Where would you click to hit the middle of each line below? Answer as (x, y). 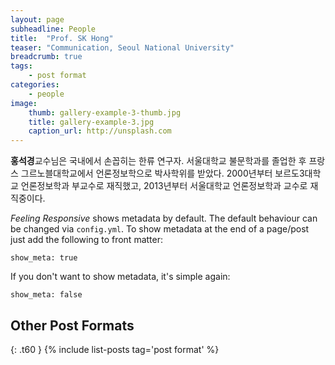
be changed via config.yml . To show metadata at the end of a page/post (160, 229)
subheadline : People (53, 29)
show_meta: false (46, 295)
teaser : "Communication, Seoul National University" (122, 47)
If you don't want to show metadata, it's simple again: (120, 277)
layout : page (37, 19)
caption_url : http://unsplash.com (100, 131)
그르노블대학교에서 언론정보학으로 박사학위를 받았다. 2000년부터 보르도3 (162, 173)
